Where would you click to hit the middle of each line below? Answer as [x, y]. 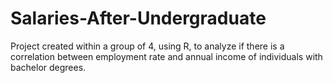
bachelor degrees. [48, 67]
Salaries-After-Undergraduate [138, 18]
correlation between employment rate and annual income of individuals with [166, 56]
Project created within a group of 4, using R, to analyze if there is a [147, 46]
